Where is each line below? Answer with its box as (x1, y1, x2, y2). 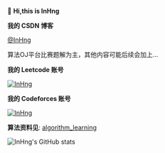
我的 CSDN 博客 (7, 21, 53, 30)
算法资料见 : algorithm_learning (7, 123, 97, 132)
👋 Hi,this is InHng (7, 7, 60, 15)
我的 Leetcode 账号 (7, 65, 64, 74)
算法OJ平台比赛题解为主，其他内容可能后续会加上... (7, 51, 159, 58)
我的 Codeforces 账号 (7, 95, 71, 102)
